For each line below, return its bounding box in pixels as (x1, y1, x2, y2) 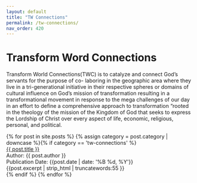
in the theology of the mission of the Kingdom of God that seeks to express (6, 108, 191, 116)
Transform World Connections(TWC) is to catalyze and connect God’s (6, 71, 178, 78)
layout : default (6, 8, 47, 15)
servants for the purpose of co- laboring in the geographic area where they (6, 77, 192, 84)
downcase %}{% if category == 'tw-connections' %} (6, 139, 137, 147)
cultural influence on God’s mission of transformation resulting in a (6, 90, 170, 97)
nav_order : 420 (6, 25, 44, 32)
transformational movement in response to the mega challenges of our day (6, 96, 190, 103)
